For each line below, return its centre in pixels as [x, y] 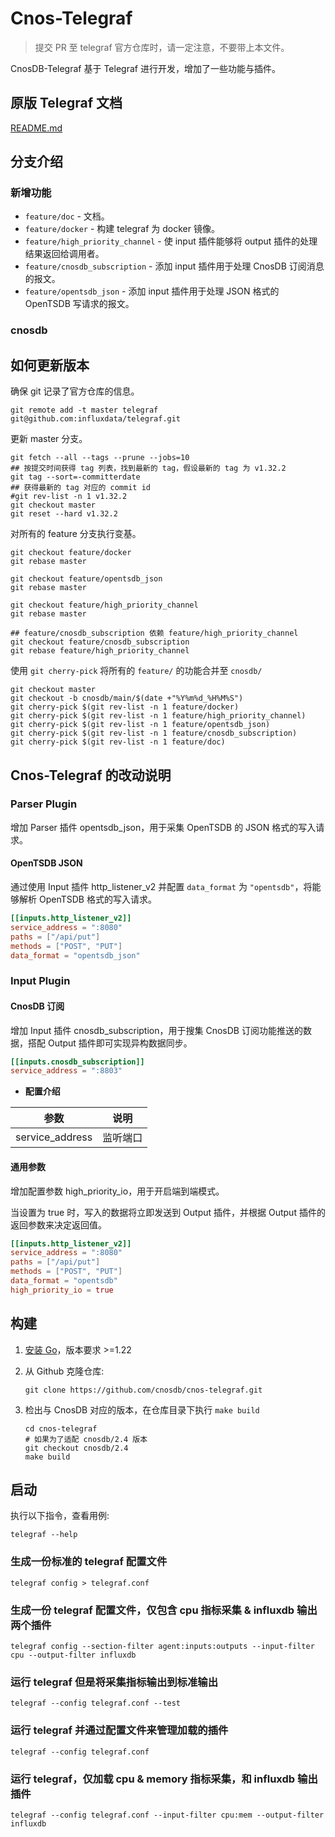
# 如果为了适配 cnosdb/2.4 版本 [86, 1439]
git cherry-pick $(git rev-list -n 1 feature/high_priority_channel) [158, 716]
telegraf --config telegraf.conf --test [96, 1703]
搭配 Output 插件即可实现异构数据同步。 [110, 1043]
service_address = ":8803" [66, 1071]
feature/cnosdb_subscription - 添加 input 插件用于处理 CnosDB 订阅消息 [174, 266]
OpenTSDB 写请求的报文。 [79, 304]
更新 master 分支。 [49, 439]
